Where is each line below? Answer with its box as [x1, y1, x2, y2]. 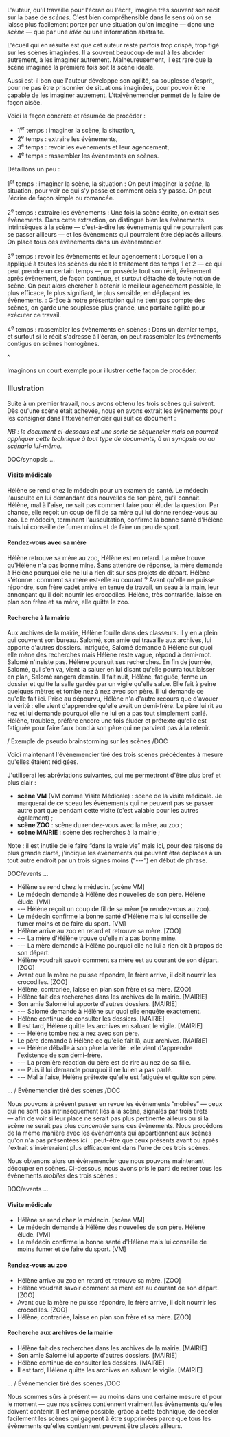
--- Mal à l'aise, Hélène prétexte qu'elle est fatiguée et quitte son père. [16, 1073, 217, 1081]
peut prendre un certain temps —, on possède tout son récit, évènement [7, 266, 211, 275]
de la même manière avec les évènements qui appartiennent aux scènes [7, 1129, 211, 1138]
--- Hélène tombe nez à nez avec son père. [16, 1029, 140, 1038]
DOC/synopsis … [7, 455, 55, 463]
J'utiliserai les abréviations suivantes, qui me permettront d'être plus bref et [7, 771, 221, 780]
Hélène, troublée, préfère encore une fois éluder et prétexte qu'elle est [7, 716, 207, 725]
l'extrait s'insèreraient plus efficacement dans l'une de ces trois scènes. [7, 1144, 211, 1152]
